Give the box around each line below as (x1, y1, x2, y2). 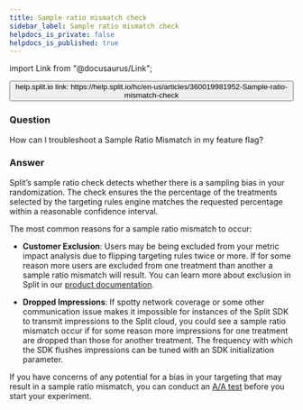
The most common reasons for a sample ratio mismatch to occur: (9, 223, 252, 234)
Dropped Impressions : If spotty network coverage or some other (22, 296, 265, 307)
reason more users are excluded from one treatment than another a (22, 260, 273, 270)
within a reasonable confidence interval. (9, 205, 159, 216)
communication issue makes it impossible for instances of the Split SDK (22, 305, 289, 316)
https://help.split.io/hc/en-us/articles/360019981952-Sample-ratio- (70, 82, 289, 92)
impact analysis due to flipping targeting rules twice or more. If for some (22, 250, 291, 261)
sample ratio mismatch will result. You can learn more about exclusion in (22, 269, 291, 280)
